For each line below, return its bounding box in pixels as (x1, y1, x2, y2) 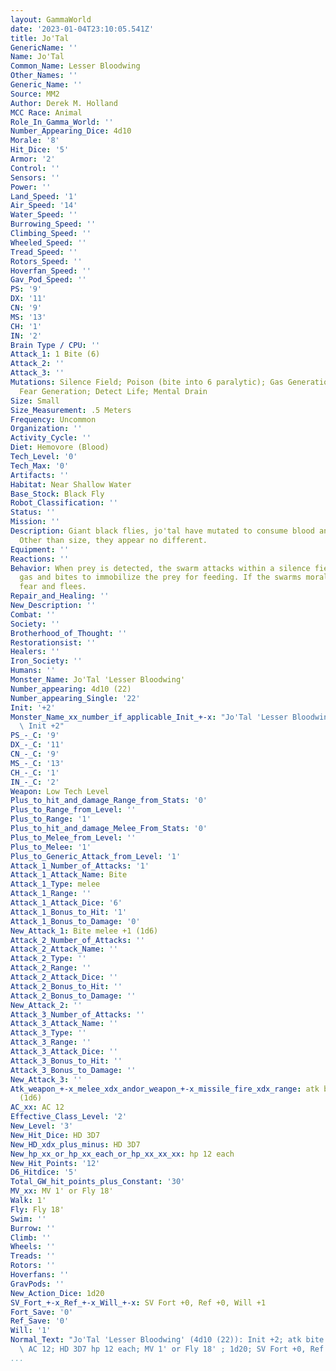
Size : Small (10, 396, 60, 406)
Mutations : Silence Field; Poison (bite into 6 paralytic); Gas (10, 377, 284, 387)
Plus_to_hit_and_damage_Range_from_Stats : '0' (10, 796, 208, 806)
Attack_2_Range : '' (10, 963, 92, 973)
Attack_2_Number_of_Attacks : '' (10, 935, 145, 945)
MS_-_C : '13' (10, 758, 65, 768)
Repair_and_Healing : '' (10, 591, 110, 601)
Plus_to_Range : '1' (10, 814, 92, 825)
